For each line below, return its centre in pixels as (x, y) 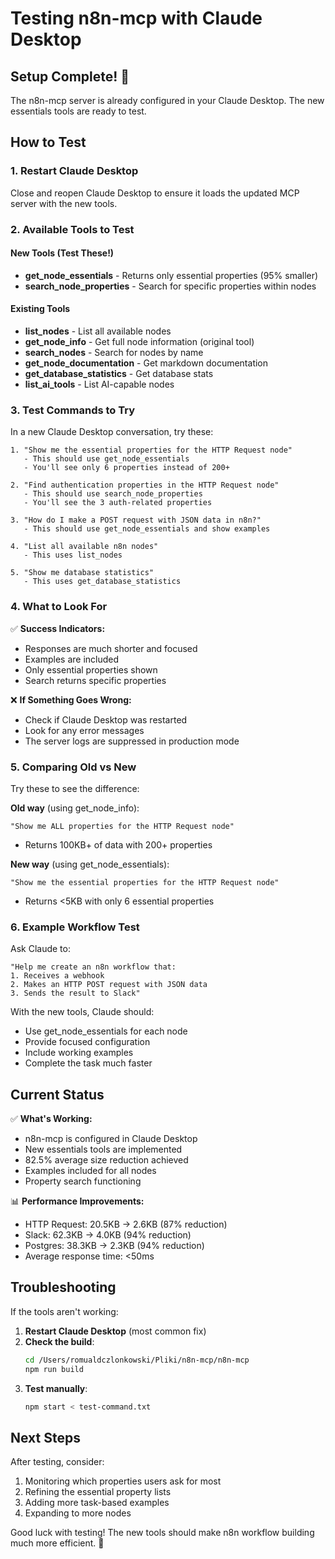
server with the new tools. (64, 203)
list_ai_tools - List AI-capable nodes (99, 384)
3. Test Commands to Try (72, 410)
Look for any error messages (84, 730)
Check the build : (59, 1341)
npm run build (54, 1369)
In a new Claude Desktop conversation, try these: (112, 432)
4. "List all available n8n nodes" (84, 547)
